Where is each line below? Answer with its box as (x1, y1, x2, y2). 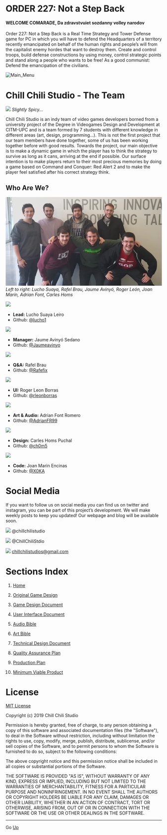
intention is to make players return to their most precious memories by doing (5, 159, 162, 165)
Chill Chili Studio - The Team (5, 90, 125, 101)
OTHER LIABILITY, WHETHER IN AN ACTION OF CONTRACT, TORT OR (5, 800, 150, 806)
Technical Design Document (12, 640, 71, 646)
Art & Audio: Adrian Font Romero (12, 412, 81, 418)
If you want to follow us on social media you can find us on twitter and (5, 502, 149, 508)
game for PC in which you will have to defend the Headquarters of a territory (5, 36, 162, 42)
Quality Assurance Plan (12, 650, 61, 656)
